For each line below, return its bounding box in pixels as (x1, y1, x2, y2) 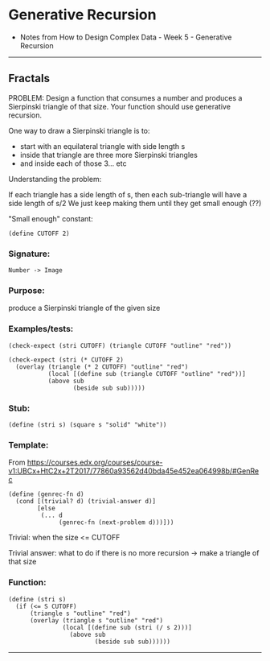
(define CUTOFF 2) (8, 229, 70, 238)
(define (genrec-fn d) (8, 490, 84, 498)
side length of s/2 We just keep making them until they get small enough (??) (8, 198, 262, 208)
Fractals (8, 72, 51, 85)
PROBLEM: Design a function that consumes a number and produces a (8, 93, 243, 102)
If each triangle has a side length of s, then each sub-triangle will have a (8, 189, 247, 199)
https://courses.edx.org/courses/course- (27, 457, 163, 468)
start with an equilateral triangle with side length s (19, 141, 186, 151)
